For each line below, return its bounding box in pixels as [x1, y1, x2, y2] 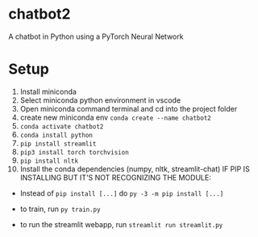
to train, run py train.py [19, 204, 101, 214]
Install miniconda [19, 87, 77, 96]
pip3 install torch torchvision [19, 148, 129, 156]
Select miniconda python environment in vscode [19, 95, 181, 105]
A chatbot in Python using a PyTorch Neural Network [8, 32, 184, 41]
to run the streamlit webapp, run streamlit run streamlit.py [19, 219, 223, 229]
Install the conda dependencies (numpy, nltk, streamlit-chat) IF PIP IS [19, 163, 250, 174]
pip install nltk [19, 157, 79, 165]
